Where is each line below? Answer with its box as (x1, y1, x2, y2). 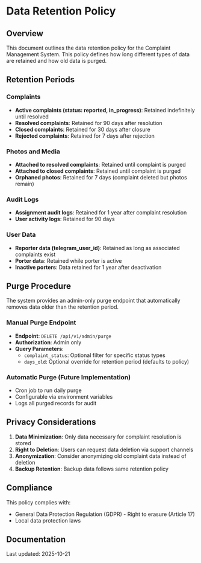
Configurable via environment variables (14, 393, 113, 400)
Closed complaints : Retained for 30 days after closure (14, 126, 150, 133)
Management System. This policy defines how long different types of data (6, 51, 190, 58)
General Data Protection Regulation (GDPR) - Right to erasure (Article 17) (14, 510, 196, 518)
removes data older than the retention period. (6, 303, 119, 310)
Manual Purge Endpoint (6, 318, 76, 327)
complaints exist (14, 251, 56, 258)
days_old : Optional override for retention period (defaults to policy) (23, 358, 190, 365)
